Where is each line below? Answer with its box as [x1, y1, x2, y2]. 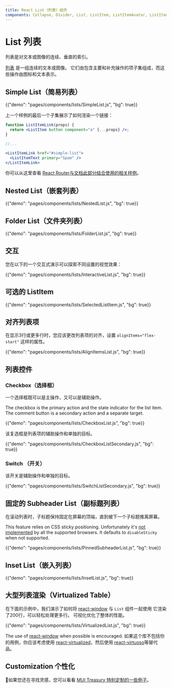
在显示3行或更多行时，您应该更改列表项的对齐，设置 [5, 332, 116, 339]
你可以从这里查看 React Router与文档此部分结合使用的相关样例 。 [5, 170, 142, 176]
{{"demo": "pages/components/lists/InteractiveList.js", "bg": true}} [5, 271, 146, 278]
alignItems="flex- [117, 333, 156, 339]
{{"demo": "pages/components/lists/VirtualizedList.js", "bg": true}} [5, 622, 146, 628]
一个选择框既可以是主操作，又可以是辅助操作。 [5, 395, 104, 401]
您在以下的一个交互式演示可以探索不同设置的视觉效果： [5, 261, 122, 267]
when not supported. [5, 535, 50, 541]
